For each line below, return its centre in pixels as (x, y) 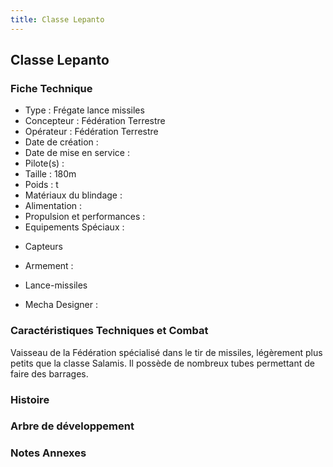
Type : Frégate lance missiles (84, 110)
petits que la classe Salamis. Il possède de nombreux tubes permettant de (162, 363)
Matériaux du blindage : (73, 195)
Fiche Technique (51, 88)
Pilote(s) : (44, 163)
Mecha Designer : (61, 305)
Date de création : (61, 142)
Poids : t (41, 185)
